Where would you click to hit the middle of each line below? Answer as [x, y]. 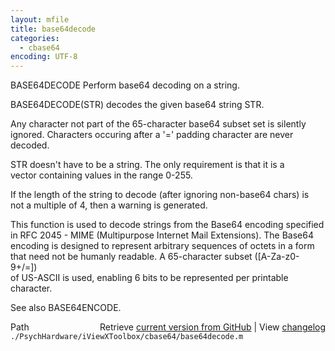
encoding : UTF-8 [44, 57]
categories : [35, 38]
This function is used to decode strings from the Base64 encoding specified [167, 225]
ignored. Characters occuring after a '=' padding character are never [152, 135]
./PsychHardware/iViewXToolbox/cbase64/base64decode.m [127, 337]
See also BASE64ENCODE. [66, 308]
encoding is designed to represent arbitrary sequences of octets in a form [162, 246]
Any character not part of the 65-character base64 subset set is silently [158, 124]
